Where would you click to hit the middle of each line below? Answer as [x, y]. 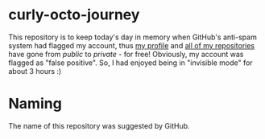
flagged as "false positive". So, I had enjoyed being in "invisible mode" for [130, 63]
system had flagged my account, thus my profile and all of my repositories [132, 45]
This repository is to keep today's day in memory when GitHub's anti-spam [133, 37]
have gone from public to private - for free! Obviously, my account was [126, 54]
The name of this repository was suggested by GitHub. [99, 125]
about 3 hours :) [35, 71]
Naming [35, 104]
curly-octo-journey [74, 15]
